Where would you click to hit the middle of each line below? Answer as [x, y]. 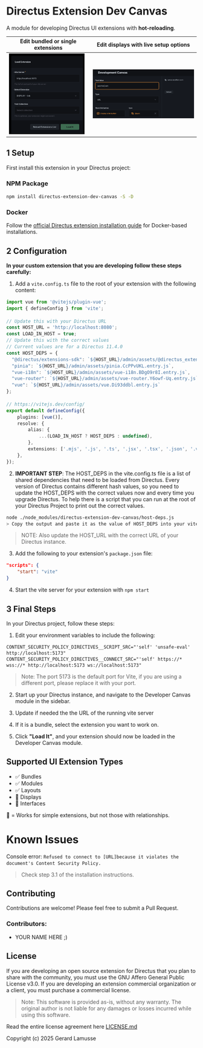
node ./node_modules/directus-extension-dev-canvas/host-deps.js [90, 517]
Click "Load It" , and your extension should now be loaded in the [95, 736]
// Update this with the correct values [58, 341]
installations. [22, 232]
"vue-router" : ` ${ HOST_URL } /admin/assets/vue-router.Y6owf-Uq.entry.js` [105, 379]
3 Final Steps [31, 609]
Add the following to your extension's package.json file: [84, 553]
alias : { [39, 430]
